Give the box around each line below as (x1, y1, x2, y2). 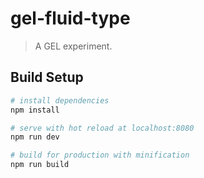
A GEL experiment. (34, 40, 113, 52)
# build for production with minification (10, 150, 190, 161)
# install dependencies (10, 95, 110, 106)
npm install (10, 105, 60, 115)
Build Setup (10, 69, 84, 86)
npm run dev (10, 132, 60, 142)
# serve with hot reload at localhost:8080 (10, 123, 195, 133)
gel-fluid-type (10, 7, 131, 30)
